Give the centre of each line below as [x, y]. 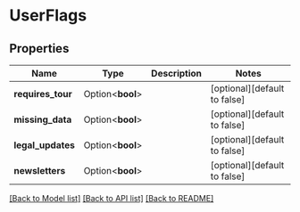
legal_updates [45, 145]
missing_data [43, 119]
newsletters [40, 171]
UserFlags [48, 16]
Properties [39, 49]
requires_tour [43, 94]
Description [177, 73]
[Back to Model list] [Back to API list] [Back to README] [112, 198]
